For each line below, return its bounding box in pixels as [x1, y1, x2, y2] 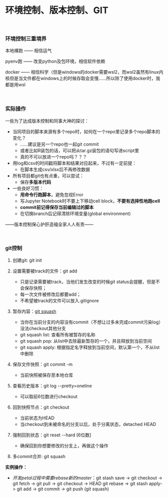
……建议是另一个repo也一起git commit [20, 141, 99, 147]
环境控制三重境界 [5, 35, 47, 42]
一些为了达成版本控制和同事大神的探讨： [5, 118, 89, 124]
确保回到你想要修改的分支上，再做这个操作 [20, 443, 109, 449]
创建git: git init [12, 257, 42, 263]
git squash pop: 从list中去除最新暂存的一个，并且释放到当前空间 [20, 338, 152, 344]
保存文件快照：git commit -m [12, 361, 73, 367]
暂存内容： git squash [12, 308, 57, 314]
